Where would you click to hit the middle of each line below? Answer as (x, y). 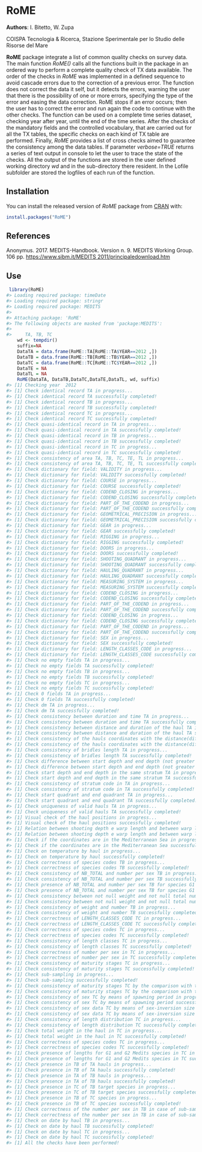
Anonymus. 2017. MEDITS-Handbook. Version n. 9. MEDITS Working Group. (100, 251)
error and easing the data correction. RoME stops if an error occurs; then (97, 102)
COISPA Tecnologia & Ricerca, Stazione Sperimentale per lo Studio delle (96, 39)
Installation (28, 192)
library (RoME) (26, 290)
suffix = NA (29, 346)
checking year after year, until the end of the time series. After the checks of (101, 121)
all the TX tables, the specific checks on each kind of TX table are (88, 134)
